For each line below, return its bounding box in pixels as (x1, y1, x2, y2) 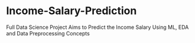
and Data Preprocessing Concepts (6, 29, 90, 37)
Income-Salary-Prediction (6, 4, 137, 18)
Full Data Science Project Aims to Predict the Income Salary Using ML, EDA (6, 24, 189, 31)
